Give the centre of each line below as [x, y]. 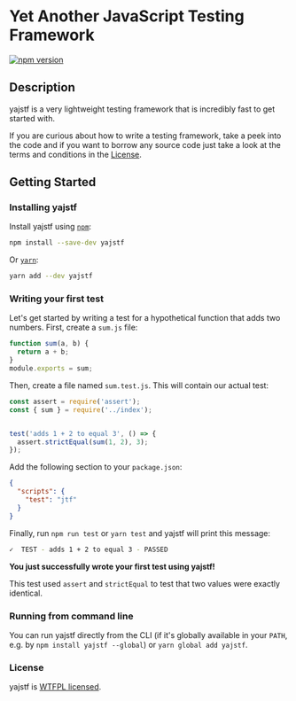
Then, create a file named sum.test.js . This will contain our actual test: [139, 385]
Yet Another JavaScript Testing [127, 16]
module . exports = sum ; [51, 369]
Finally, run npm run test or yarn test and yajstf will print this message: [140, 533]
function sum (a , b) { [49, 344]
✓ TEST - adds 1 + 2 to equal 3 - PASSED [89, 549]
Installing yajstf [43, 207]
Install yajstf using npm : [50, 227]
